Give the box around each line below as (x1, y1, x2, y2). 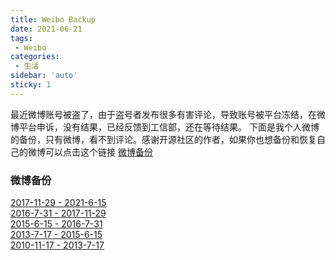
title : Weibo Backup (10, 14, 97, 25)
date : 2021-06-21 (10, 24, 83, 34)
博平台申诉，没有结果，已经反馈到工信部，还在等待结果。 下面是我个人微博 (10, 121, 320, 133)
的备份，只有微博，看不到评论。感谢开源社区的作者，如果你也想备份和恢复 (10, 133, 317, 145)
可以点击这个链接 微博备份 (44, 146, 153, 158)
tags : (10, 33, 33, 43)
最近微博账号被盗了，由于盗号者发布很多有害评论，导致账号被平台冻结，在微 (10, 108, 326, 120)
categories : (10, 52, 60, 62)
